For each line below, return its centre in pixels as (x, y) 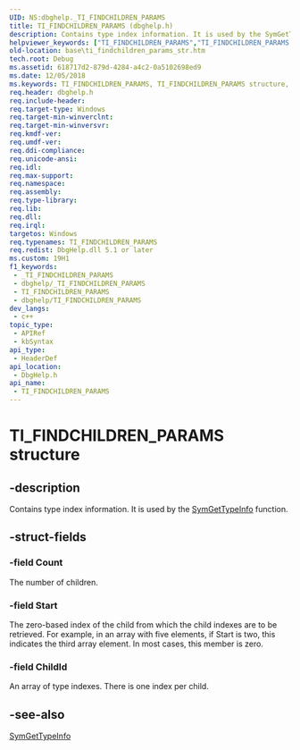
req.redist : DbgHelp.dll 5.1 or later (81, 250)
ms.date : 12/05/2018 (48, 76)
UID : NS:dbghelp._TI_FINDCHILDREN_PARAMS (87, 17)
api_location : (36, 367)
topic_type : (31, 325)
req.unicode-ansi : (43, 159)
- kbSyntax (33, 341)
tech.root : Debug (42, 59)
